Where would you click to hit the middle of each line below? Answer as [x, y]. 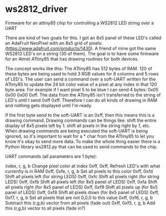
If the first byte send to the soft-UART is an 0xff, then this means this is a [80, 115]
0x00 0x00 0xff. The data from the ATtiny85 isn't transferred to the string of [83, 95]
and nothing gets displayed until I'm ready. [49, 105]
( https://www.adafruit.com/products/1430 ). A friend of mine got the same [81, 48]
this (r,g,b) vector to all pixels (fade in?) [45, 208]
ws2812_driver [36, 9]
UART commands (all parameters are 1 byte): [51, 156]
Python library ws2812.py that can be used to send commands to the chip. [82, 146]
